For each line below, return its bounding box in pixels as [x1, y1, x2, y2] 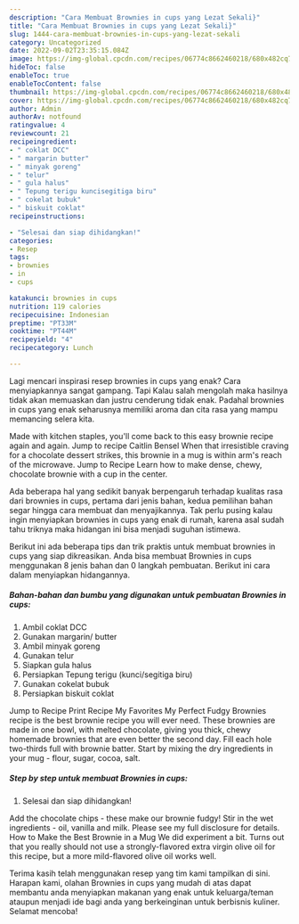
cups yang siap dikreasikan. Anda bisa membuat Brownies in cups [9, 550, 252, 561]
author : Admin [9, 104, 62, 113]
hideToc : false [9, 63, 66, 72]
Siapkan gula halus [21, 659, 92, 670]
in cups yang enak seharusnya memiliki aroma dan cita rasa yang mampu [9, 404, 279, 414]
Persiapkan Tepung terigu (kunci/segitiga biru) [21, 669, 193, 680]
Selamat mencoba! [9, 905, 78, 916]
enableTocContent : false [9, 79, 101, 88]
